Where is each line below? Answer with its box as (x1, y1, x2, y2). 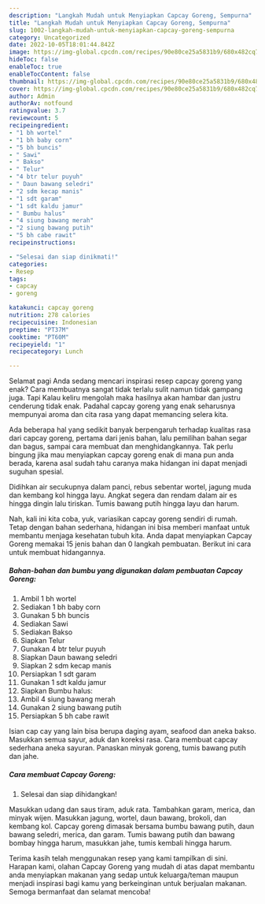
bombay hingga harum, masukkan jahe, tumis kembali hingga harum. (9, 839, 232, 848)
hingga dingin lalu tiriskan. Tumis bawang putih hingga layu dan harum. (9, 499, 239, 508)
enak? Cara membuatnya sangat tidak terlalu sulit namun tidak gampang (9, 385, 243, 394)
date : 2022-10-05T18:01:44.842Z (9, 41, 115, 49)
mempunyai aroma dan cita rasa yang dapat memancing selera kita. (9, 410, 229, 419)
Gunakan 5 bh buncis (20, 611, 90, 620)
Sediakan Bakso (20, 627, 73, 637)
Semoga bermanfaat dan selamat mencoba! (9, 887, 151, 897)
